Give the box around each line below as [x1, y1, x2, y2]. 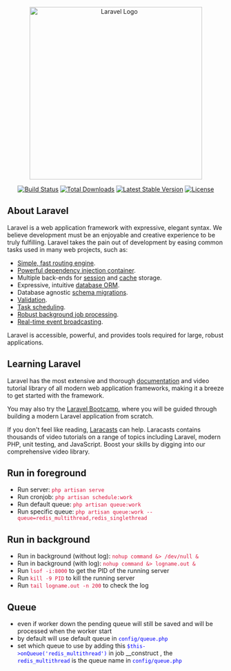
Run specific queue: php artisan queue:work [17, 507, 144, 516]
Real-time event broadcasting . [17, 318, 103, 326]
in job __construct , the [108, 649, 173, 657]
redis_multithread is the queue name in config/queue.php [17, 657, 183, 665]
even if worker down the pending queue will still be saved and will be [17, 620, 214, 628]
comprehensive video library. [7, 447, 90, 456]
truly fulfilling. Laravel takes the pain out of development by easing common [7, 238, 223, 246]
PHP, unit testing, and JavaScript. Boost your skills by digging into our [7, 440, 205, 448]
